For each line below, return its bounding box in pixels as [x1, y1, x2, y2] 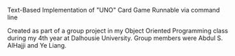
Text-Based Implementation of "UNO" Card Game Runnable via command [7, 6, 220, 14]
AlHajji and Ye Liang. [7, 41, 67, 49]
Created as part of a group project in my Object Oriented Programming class [7, 27, 229, 35]
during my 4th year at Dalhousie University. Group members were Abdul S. [7, 34, 223, 42]
